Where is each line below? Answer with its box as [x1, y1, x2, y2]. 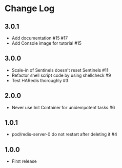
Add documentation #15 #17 [11, 35, 68, 41]
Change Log [4, 3, 55, 14]
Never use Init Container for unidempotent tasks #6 [11, 104, 115, 110]
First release [11, 158, 37, 164]
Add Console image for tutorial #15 [11, 40, 81, 46]
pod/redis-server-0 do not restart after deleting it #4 [11, 132, 118, 137]
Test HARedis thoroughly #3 [11, 77, 69, 83]
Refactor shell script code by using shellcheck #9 [11, 72, 111, 78]
